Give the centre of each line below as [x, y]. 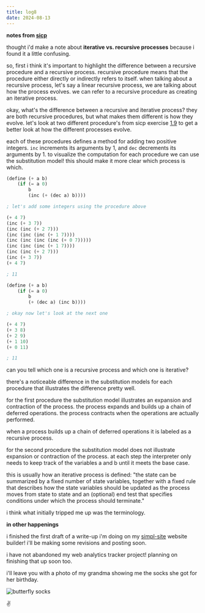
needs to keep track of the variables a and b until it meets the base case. [98, 463]
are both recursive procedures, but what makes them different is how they [100, 116]
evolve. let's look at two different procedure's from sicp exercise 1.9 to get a [102, 122]
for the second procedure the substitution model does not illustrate [91, 450]
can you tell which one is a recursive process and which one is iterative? [97, 370]
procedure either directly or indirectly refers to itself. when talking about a [99, 78]
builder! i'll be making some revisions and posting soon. [76, 543]
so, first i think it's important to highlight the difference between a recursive [101, 66]
